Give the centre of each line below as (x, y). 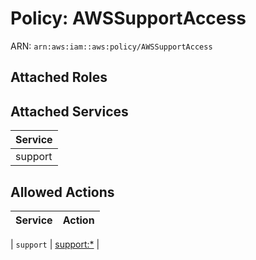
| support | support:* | (55, 244)
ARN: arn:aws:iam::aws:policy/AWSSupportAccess (111, 46)
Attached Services (69, 111)
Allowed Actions (62, 192)
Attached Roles (59, 77)
